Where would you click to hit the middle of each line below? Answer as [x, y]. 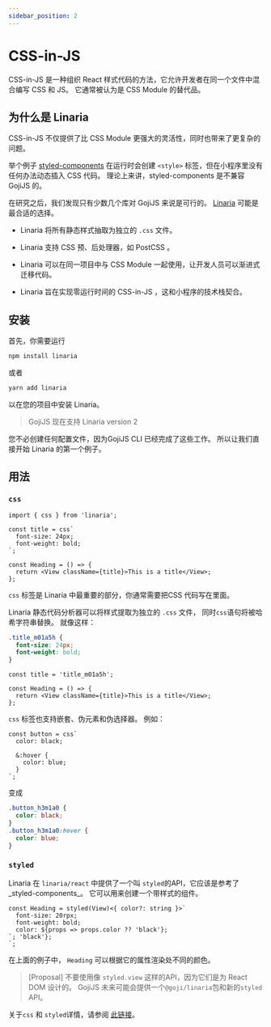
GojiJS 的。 [28, 186]
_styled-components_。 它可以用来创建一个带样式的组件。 [106, 893]
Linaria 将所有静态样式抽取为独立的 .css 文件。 [98, 230]
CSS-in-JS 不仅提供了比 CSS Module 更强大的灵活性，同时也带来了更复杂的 [135, 138]
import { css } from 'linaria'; [63, 515]
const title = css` [41, 529]
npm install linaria [43, 357]
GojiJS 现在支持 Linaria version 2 [83, 421]
